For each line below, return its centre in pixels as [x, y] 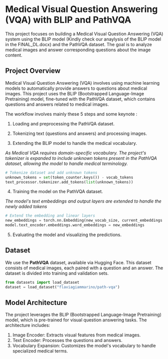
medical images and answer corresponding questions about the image [78, 50]
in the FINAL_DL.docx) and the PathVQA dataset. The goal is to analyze [78, 44]
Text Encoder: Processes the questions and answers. [67, 340]
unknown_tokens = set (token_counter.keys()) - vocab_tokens [69, 177]
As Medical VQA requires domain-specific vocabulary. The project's [76, 153]
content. [14, 55]
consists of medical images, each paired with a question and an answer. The [84, 268]
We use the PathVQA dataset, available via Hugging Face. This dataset [78, 262]
